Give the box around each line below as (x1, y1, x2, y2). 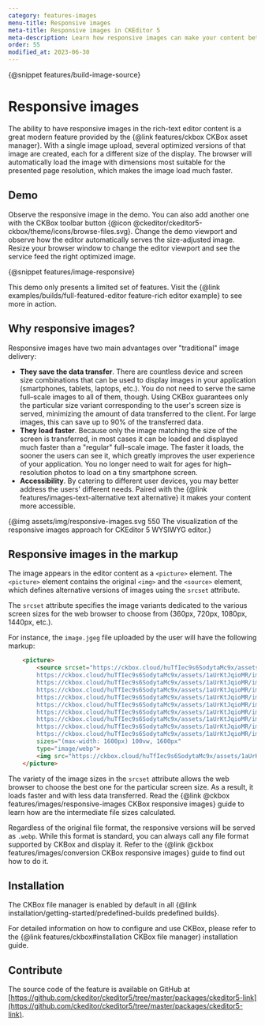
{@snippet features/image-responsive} (8, 266, 136, 277)
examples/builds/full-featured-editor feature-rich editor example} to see (8, 290, 243, 300)
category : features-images (8, 11, 97, 20)
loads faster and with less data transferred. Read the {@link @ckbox (8, 790, 230, 800)
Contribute (8, 964, 63, 977)
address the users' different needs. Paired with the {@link (19, 484, 207, 494)
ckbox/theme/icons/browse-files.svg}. (8, 226, 133, 236)
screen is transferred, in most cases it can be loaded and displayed (19, 434, 238, 443)
